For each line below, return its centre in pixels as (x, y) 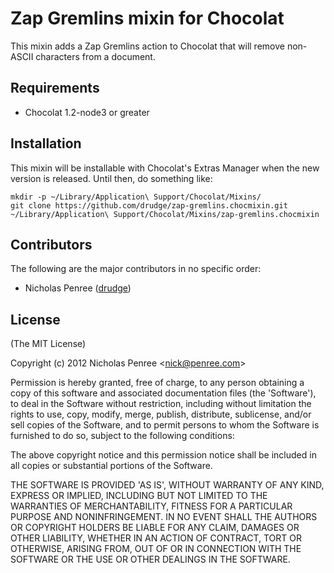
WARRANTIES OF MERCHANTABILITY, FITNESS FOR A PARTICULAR (151, 506)
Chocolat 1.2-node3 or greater (87, 112)
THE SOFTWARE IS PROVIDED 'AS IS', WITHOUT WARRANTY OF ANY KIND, (167, 485)
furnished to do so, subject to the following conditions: (122, 436)
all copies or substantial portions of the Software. (111, 466)
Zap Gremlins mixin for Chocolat (147, 18)
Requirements (55, 88)
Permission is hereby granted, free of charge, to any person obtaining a (157, 383)
